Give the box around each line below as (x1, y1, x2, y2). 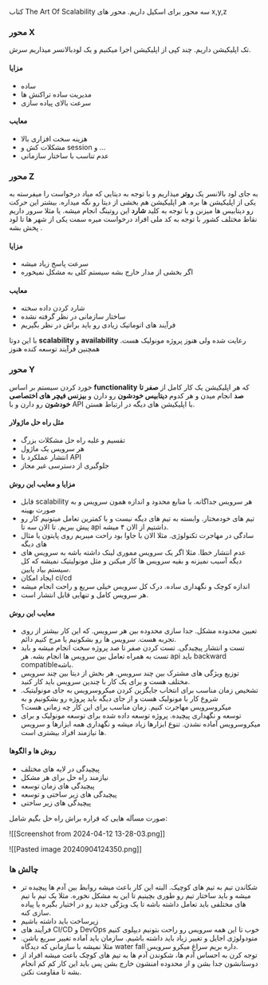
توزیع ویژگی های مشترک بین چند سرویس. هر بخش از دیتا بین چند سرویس (20, 668, 240, 678)
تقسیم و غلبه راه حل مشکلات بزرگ (20, 435, 126, 445)
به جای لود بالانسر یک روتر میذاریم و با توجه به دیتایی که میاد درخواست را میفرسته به (9, 189, 258, 198)
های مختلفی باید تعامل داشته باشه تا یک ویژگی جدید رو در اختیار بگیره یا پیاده (20, 899, 246, 908)
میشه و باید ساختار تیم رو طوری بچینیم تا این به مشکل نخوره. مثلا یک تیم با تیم (20, 890, 251, 900)
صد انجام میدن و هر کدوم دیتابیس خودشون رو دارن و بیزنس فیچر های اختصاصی (9, 390, 244, 400)
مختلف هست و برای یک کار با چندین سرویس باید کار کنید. (20, 677, 191, 686)
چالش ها (9, 864, 39, 875)
